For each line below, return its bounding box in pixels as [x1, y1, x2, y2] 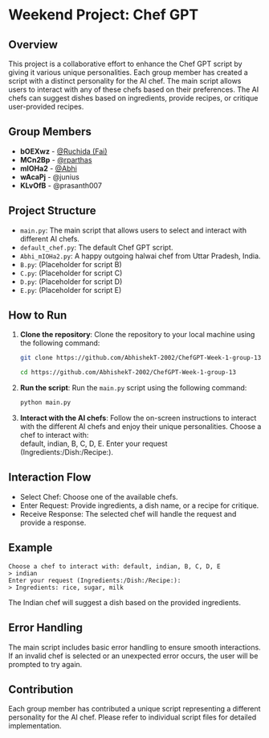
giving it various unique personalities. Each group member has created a [8, 68, 249, 77]
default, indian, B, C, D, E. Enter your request [19, 439, 168, 448]
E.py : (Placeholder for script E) [19, 285, 122, 295]
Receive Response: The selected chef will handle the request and [19, 509, 237, 518]
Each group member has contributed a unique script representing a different [8, 704, 261, 714]
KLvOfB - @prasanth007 [19, 180, 103, 190]
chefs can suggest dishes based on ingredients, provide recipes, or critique [8, 93, 259, 102]
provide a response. [19, 517, 87, 527]
